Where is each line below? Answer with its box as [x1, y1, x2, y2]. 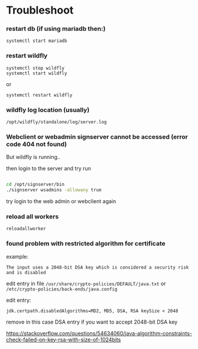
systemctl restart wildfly [6, 92, 73, 98]
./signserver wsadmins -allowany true [6, 187, 102, 193]
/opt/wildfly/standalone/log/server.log [6, 119, 108, 125]
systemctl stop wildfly [6, 65, 65, 71]
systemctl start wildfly [6, 70, 67, 76]
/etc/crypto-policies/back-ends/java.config [6, 286, 118, 292]
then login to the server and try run [6, 165, 92, 172]
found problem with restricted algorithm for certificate [6, 240, 165, 248]
